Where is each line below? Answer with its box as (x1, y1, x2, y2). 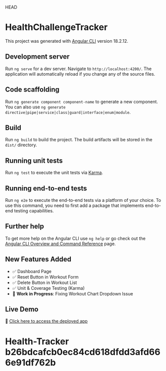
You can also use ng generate (5, 104, 66, 110)
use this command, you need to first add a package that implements (5, 202, 144, 208)
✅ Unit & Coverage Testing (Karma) (12, 285, 85, 291)
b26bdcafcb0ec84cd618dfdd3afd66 (5, 346, 161, 358)
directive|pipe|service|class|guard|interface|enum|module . (5, 109, 131, 115)
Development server (5, 52, 70, 61)
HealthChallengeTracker (5, 22, 108, 33)
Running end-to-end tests (5, 184, 87, 192)
